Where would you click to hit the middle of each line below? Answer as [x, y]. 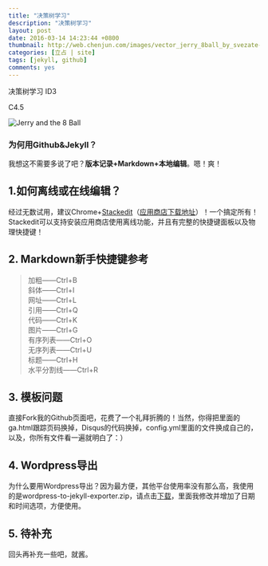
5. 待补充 [30, 534]
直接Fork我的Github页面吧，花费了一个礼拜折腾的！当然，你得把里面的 [124, 418]
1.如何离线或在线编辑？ [65, 191]
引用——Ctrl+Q [53, 310]
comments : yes [32, 68]
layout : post [30, 30]
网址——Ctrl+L [52, 300]
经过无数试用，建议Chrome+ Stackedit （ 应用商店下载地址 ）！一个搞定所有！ [134, 211]
